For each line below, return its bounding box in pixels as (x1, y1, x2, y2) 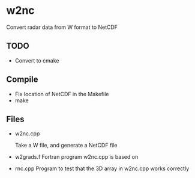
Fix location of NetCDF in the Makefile (14, 90, 109, 97)
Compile (6, 75, 38, 85)
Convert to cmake (14, 57, 59, 64)
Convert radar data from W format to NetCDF (6, 23, 118, 31)
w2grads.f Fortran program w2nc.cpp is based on (14, 153, 139, 161)
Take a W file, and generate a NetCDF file (14, 142, 118, 149)
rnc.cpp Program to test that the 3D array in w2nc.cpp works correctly (14, 165, 190, 172)
